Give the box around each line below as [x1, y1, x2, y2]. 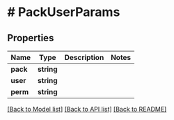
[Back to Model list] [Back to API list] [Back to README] [7, 105, 167, 113]
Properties [7, 32, 54, 44]
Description [64, 53, 104, 62]
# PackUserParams [7, 4, 120, 20]
